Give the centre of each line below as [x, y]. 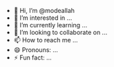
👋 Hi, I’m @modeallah [44, 11]
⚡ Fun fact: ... [32, 57]
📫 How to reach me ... [46, 40]
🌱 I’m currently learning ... [50, 25]
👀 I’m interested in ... [43, 18]
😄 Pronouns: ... [36, 50]
